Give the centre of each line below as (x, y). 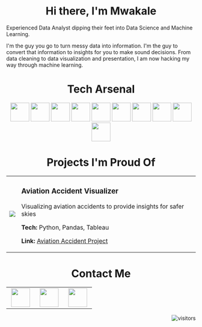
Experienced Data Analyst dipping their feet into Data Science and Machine (99, 28)
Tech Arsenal (101, 89)
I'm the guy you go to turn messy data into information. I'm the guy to (92, 46)
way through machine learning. (45, 65)
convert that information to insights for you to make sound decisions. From (99, 52)
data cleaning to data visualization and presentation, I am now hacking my (98, 58)
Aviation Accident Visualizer (70, 191)
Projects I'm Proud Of (101, 163)
